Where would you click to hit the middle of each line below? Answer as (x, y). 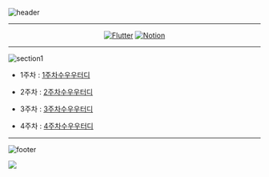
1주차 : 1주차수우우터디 (55, 75)
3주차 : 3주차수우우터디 (56, 109)
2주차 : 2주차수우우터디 (56, 92)
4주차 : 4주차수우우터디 (56, 126)
